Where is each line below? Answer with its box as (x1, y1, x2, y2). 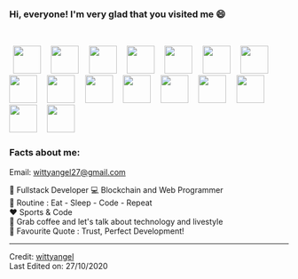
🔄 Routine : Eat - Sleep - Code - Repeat (9, 197, 153, 208)
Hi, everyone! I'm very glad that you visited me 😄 (9, 8, 226, 20)
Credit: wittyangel (9, 251, 74, 261)
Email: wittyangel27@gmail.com (9, 166, 126, 177)
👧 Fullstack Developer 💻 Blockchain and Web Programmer (9, 184, 223, 195)
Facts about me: (9, 147, 81, 159)
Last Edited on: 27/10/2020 (9, 260, 108, 271)
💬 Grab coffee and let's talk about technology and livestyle (9, 216, 223, 227)
